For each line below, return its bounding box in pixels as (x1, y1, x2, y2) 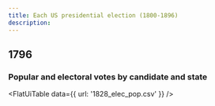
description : (8, 19, 51, 27)
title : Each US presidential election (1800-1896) (8, 11, 179, 20)
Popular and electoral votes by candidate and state (8, 71, 208, 82)
